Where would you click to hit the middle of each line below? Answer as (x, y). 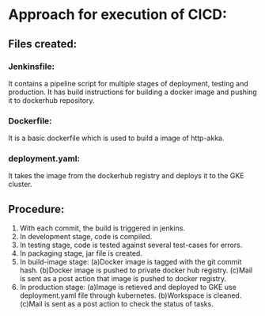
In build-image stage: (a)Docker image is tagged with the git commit (131, 262)
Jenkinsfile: (32, 67)
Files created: (43, 44)
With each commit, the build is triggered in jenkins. (102, 228)
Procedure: (36, 209)
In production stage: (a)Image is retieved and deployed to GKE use (128, 287)
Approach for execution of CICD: (118, 15)
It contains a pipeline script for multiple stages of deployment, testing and (129, 83)
